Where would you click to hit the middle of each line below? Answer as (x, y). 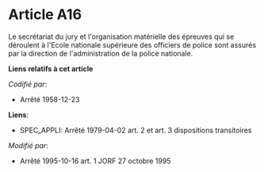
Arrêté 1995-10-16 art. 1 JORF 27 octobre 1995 (95, 161)
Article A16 (45, 15)
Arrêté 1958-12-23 (50, 99)
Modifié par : (29, 145)
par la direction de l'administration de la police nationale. (101, 53)
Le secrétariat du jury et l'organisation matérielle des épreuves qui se (121, 36)
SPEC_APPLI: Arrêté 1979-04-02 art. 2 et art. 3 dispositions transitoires (136, 130)
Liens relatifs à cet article (51, 68)
